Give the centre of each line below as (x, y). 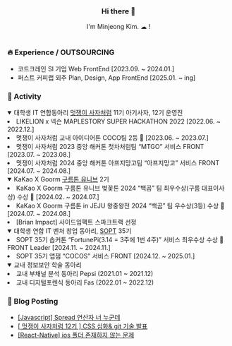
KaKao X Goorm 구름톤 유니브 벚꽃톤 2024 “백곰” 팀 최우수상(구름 (108, 188)
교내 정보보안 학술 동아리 (48, 265)
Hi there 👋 (118, 11)
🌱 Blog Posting (33, 301)
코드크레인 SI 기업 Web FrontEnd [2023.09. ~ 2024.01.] (96, 68)
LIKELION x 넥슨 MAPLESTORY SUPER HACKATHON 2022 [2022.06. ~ (118, 121)
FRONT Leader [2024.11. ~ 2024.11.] (59, 247)
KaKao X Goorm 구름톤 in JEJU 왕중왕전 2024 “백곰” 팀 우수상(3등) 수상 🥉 (121, 205)
